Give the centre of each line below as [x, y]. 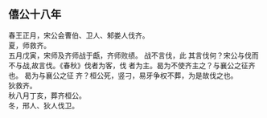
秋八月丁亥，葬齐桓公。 [47, 96]
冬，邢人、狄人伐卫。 [43, 105]
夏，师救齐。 [29, 45]
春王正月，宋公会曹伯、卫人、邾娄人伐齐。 [79, 35]
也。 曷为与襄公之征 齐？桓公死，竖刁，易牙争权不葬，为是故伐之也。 [123, 75]
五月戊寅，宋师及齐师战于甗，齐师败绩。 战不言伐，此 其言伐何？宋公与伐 [130, 55]
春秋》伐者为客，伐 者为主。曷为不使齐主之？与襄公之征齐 [159, 65]
